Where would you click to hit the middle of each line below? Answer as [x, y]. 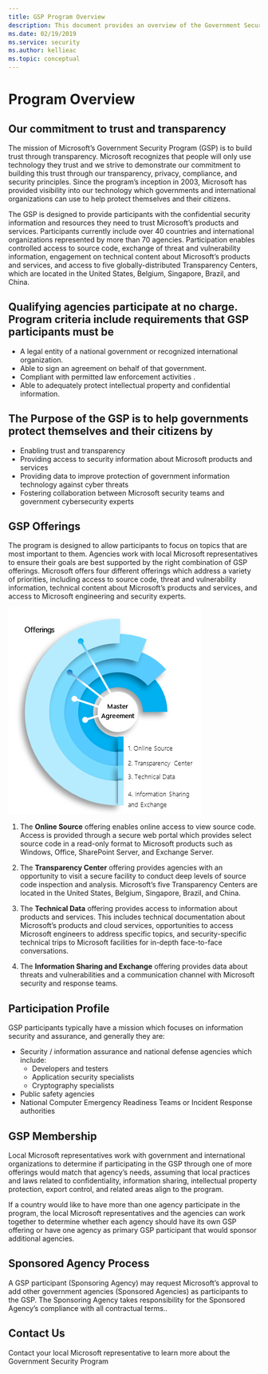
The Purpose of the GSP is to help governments [128, 419]
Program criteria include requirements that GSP [129, 320]
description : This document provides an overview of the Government [124, 25]
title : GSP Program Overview [57, 17]
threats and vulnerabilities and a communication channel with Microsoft [137, 975]
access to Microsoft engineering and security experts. [97, 596]
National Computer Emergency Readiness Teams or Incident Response [136, 1103]
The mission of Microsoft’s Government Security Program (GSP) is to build [130, 148]
